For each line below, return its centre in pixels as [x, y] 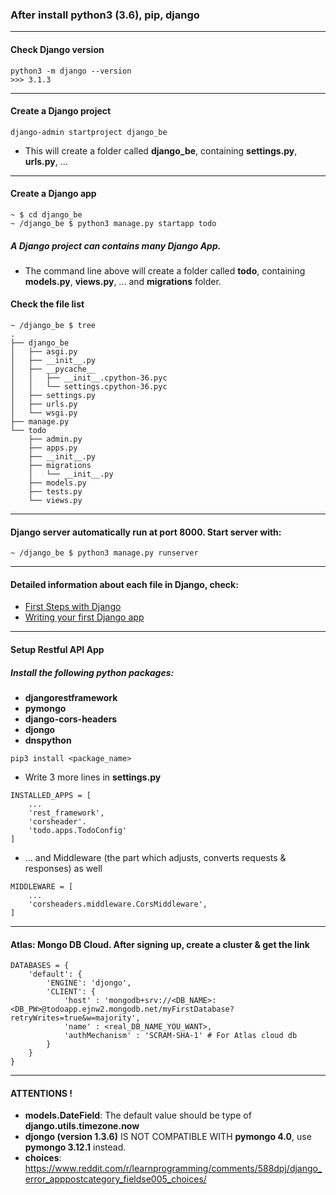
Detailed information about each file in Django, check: [124, 584]
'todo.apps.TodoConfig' [78, 831]
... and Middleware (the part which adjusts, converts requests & [155, 858]
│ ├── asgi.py [44, 352]
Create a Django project [61, 111]
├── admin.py [55, 439]
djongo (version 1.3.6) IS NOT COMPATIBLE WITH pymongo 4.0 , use [168, 1137]
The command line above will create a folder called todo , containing [165, 270]
